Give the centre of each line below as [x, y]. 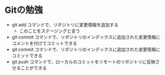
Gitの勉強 [24, 10]
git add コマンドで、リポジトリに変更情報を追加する [65, 25]
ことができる [34, 68]
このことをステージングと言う [50, 31]
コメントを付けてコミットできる [44, 43]
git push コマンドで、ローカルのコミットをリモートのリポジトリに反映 [83, 62]
